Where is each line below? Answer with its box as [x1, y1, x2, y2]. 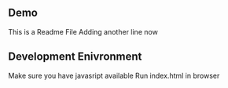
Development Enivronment [8, 50, 142, 64]
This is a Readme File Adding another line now [8, 27, 159, 36]
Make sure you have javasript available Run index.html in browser [8, 71, 220, 80]
